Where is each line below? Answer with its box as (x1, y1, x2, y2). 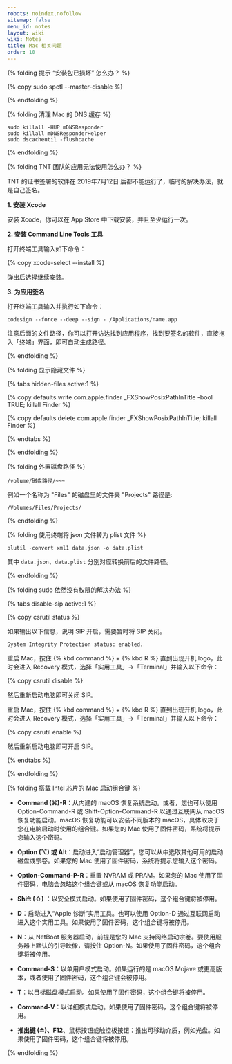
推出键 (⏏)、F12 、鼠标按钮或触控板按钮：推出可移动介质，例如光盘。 (17, 1026, 214, 1034)
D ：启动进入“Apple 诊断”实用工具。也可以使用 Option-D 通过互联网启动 (17, 909, 220, 917)
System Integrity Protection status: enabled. (7, 641, 144, 648)
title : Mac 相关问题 (7, 42, 62, 49)
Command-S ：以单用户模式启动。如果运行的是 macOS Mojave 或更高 (17, 964, 216, 973)
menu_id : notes (7, 23, 51, 30)
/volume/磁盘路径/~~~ (7, 477, 66, 485)
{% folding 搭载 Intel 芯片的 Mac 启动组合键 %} (7, 784, 141, 792)
